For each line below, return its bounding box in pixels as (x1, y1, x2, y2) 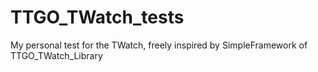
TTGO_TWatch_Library (10, 49, 103, 61)
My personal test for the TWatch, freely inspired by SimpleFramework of (10, 39, 308, 51)
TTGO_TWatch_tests (10, 6, 185, 29)
